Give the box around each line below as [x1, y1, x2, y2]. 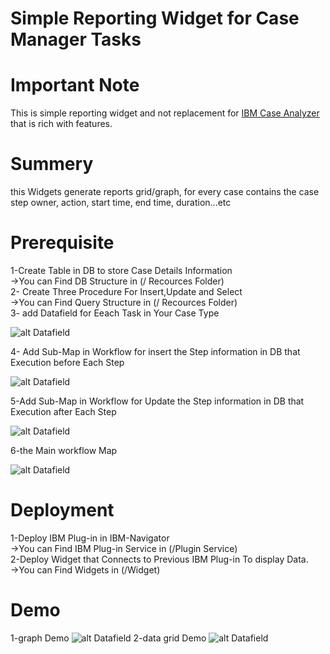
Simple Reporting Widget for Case [10, 7, 300, 30]
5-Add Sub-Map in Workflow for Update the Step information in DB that [10, 395, 305, 407]
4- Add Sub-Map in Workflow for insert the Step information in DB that [10, 346, 301, 357]
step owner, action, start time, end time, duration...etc [10, 197, 232, 209]
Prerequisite [10, 232, 115, 254]
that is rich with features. [10, 118, 113, 130]
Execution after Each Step [10, 406, 117, 417]
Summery [10, 153, 94, 176]
